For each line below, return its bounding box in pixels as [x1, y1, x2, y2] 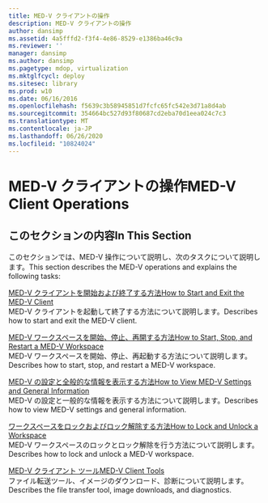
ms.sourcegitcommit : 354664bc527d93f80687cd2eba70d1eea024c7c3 [8, 110, 227, 118]
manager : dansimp [8, 49, 67, 57]
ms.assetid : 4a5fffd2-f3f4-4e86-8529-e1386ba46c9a [8, 34, 183, 43]
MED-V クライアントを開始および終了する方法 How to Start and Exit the [8, 288, 245, 298]
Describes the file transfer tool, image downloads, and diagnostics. [8, 484, 232, 494]
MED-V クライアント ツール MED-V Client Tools [8, 466, 164, 476]
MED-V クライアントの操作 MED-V [8, 177, 236, 195]
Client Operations [8, 195, 130, 213]
